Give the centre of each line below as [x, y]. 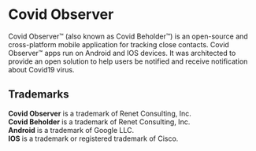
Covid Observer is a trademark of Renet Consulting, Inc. [100, 113]
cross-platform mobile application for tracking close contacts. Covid [119, 44]
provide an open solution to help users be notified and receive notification [128, 61]
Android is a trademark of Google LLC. [71, 130]
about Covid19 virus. [41, 69]
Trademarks [39, 95]
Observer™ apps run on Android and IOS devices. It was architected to [122, 53]
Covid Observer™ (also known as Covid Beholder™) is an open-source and [128, 36]
